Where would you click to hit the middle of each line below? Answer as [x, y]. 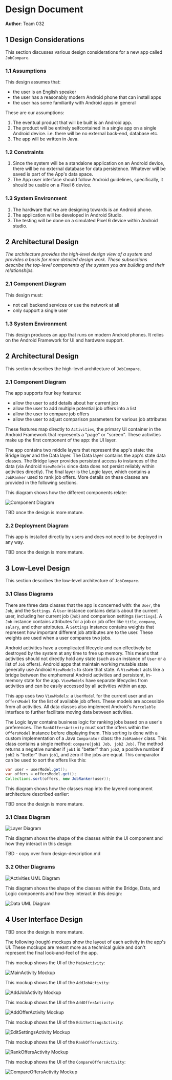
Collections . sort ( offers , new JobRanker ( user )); [58, 779]
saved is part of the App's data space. [53, 174]
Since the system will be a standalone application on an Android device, [89, 163]
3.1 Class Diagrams [29, 594]
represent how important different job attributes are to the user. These [79, 632]
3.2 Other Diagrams [30, 867]
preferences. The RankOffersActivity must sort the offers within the [77, 727]
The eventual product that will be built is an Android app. [72, 123]
